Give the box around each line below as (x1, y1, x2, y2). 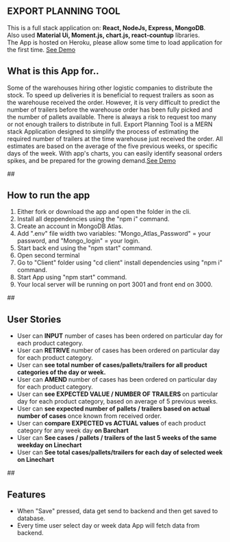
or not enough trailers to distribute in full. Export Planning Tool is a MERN (7, 120, 213, 128)
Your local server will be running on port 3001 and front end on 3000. (16, 280, 213, 288)
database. (16, 514, 46, 523)
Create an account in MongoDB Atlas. (16, 222, 123, 230)
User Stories (7, 313, 62, 325)
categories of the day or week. (16, 368, 106, 376)
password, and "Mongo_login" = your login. (16, 236, 140, 245)
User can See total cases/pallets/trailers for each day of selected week (16, 448, 223, 456)
